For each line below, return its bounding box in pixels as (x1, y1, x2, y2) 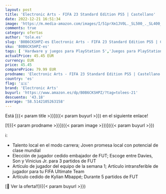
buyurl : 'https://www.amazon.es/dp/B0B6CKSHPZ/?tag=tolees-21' (5, 90, 138, 95)
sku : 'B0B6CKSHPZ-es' (5, 44, 50, 49)
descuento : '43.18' (5, 95, 45, 99)
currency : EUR (5, 58, 35, 63)
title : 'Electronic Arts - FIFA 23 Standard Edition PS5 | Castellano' (5, 12, 156, 17)
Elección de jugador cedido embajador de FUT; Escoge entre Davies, (12, 153, 153, 159)
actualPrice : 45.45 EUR (5, 53, 54, 58)
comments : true (5, 26, 37, 31)
